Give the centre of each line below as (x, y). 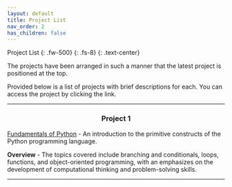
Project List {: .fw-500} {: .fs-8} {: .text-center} (74, 53)
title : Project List (37, 20)
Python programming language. (52, 141)
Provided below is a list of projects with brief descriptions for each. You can (115, 87)
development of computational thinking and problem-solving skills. (102, 169)
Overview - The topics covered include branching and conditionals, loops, (113, 154)
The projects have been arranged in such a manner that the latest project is (114, 66)
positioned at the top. (37, 73)
